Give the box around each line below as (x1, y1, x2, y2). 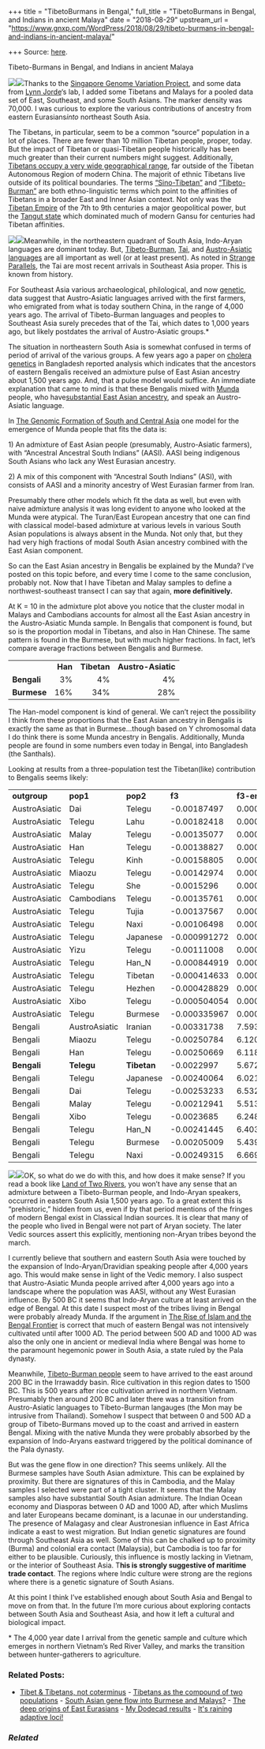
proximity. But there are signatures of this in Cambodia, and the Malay (8, 1477, 235, 1486)
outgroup (12, 791, 48, 801)
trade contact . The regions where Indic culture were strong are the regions (8, 1569, 252, 1578)
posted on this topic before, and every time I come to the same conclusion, (8, 570, 252, 579)
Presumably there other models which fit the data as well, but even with (8, 496, 241, 504)
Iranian (125, 1021, 152, 1032)
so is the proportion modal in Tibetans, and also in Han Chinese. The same (8, 627, 251, 636)
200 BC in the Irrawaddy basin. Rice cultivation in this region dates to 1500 (8, 1377, 251, 1387)
